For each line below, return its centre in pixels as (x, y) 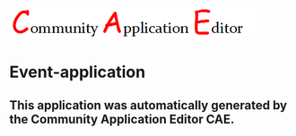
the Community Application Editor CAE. (122, 119)
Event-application (78, 72)
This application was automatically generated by (148, 105)
